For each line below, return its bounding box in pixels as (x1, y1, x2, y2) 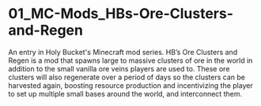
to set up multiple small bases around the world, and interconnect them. (8, 89, 243, 98)
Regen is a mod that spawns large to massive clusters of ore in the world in (8, 56, 253, 65)
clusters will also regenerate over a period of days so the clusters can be (8, 72, 245, 82)
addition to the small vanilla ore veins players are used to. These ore (8, 64, 230, 73)
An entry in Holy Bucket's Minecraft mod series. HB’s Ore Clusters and (8, 47, 238, 57)
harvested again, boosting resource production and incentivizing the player (8, 80, 253, 90)
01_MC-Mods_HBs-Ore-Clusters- (8, 5, 234, 23)
